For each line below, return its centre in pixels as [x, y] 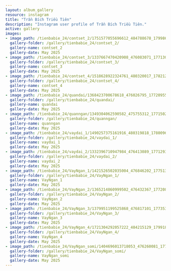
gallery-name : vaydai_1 [35, 142]
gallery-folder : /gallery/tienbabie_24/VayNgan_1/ [65, 175]
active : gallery [22, 29]
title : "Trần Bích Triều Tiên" [38, 19]
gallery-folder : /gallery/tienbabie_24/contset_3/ [65, 62]
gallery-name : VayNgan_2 [36, 199]
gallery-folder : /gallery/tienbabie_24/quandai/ [62, 100]
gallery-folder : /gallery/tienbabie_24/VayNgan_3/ [65, 213]
